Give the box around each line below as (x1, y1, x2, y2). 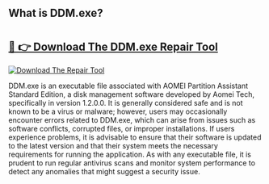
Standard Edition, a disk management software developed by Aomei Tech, (8, 90, 255, 99)
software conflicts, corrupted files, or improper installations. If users (8, 124, 235, 133)
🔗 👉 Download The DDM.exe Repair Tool (8, 40, 218, 53)
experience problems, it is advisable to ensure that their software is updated (8, 132, 262, 142)
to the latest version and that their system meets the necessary (8, 141, 218, 150)
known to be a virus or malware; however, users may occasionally (8, 107, 228, 116)
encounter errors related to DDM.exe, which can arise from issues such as (8, 115, 256, 124)
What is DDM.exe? (8, 6, 103, 20)
